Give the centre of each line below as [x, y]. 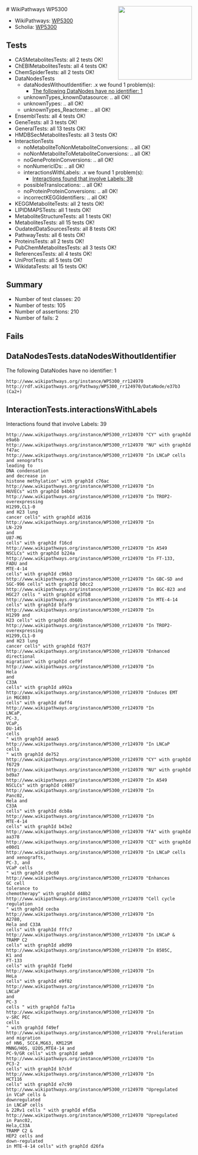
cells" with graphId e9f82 [39, 981]
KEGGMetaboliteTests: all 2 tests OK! [59, 203]
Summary [24, 285]
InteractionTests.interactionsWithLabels [82, 410]
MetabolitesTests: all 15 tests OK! [55, 222]
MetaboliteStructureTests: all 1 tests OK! [63, 216]
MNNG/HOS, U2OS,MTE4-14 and [41, 1048]
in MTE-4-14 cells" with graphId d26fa [55, 1146]
